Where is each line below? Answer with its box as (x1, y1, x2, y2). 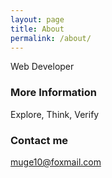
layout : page (10, 14, 65, 25)
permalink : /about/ (10, 33, 92, 43)
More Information (10, 86, 97, 100)
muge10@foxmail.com (10, 156, 102, 168)
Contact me (10, 133, 69, 147)
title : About (10, 24, 65, 34)
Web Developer (10, 61, 75, 73)
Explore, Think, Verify (10, 108, 100, 120)
